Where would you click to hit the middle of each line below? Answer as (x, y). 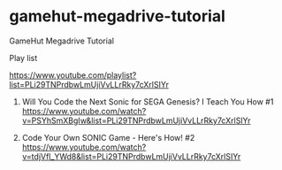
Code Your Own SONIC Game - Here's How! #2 (108, 137)
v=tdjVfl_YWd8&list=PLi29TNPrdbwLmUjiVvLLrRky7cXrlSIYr (131, 156)
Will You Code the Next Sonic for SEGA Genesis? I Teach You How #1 (148, 101)
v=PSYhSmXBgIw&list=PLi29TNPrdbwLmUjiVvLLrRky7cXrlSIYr (136, 120)
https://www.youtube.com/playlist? (73, 75)
